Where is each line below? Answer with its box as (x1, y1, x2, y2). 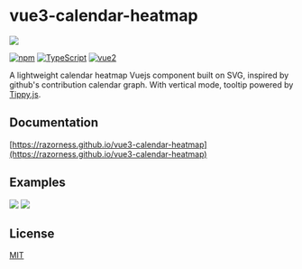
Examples (9, 175, 66, 190)
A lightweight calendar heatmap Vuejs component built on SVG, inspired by (9, 70, 289, 80)
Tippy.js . (9, 88, 41, 99)
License (9, 226, 55, 241)
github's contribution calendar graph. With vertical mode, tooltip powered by (9, 79, 294, 90)
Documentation (9, 115, 99, 131)
